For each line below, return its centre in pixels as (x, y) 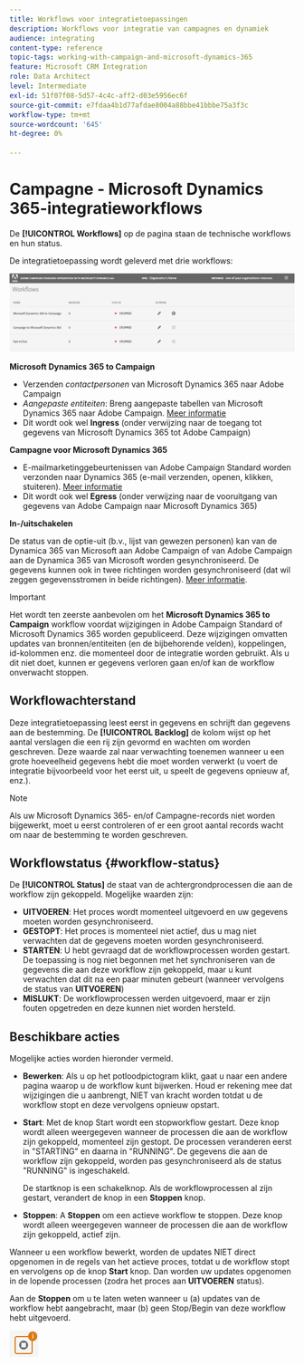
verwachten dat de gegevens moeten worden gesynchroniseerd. (143, 941)
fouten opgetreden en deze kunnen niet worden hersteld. (129, 1008)
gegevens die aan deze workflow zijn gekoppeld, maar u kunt (137, 970)
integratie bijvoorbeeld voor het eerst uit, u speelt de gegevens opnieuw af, (149, 771)
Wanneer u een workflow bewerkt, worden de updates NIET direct (133, 1252)
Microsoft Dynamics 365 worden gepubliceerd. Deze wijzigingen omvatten (148, 633)
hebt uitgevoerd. (40, 1318)
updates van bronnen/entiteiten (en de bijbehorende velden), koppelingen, (148, 643)
